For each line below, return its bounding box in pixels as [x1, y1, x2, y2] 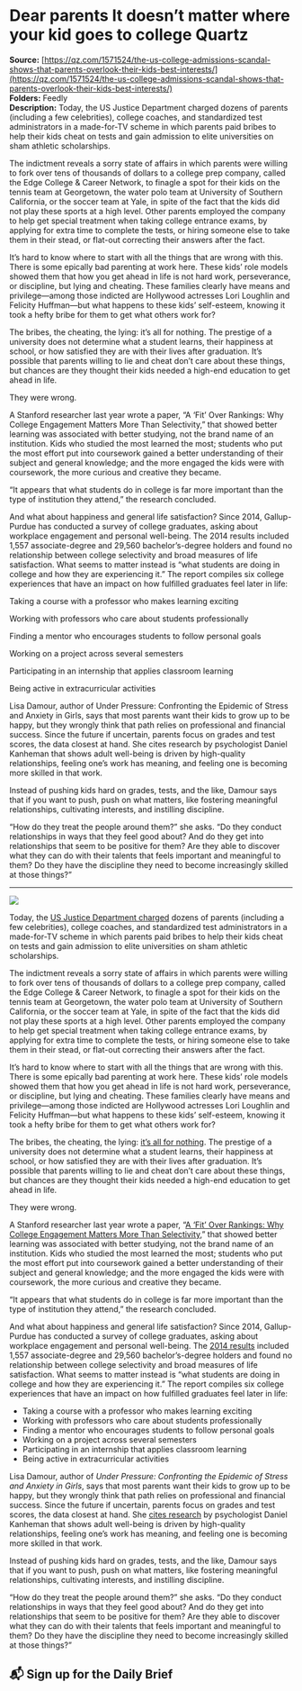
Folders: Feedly [9, 92, 68, 104]
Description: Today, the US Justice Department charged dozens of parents [9, 102, 289, 113]
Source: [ [9, 54, 45, 65]
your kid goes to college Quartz [9, 24, 249, 45]
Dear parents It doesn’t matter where [9, 5, 290, 26]
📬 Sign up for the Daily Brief [9, 1667, 173, 1682]
